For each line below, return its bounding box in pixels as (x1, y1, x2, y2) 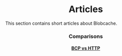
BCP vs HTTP (71, 45, 101, 51)
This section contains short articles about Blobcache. (5, 20, 117, 26)
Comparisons (68, 33, 103, 40)
